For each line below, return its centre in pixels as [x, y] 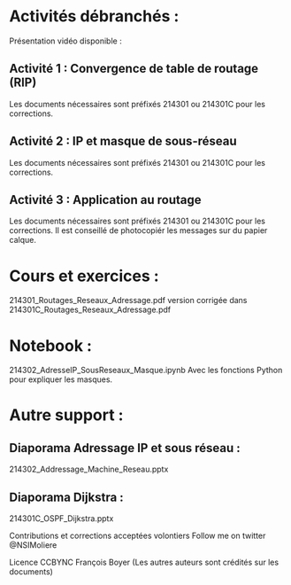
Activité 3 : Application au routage [105, 200]
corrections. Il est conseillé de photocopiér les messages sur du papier [138, 230]
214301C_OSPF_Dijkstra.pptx [61, 519]
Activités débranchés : [94, 16]
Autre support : [66, 415]
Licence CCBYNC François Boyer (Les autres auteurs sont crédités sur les [144, 562]
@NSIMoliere [33, 545]
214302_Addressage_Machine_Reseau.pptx [89, 469]
